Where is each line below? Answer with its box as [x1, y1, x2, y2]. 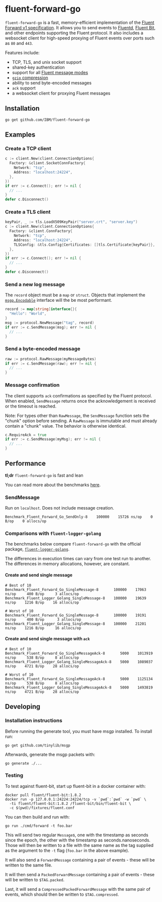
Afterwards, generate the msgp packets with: [5, 751, 96, 757]
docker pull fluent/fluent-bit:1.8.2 [5, 792, 81, 798]
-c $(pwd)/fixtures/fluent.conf [9, 805, 75, 810]
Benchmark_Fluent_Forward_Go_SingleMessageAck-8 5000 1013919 [5, 651, 153, 656]
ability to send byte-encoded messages [12, 79, 92, 86]
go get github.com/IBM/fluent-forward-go [5, 117, 90, 122]
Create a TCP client [5, 145, 51, 152]
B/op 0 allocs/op [5, 519, 47, 524]
